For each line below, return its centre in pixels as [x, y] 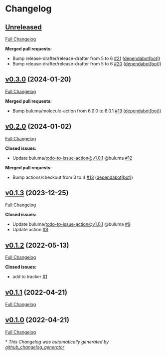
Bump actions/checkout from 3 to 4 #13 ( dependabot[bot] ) [73, 177]
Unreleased [24, 27]
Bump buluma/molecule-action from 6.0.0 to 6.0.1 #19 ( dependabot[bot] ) [87, 111]
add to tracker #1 [30, 277]
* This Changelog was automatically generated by [57, 342]
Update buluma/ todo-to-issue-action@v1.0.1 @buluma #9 [71, 224]
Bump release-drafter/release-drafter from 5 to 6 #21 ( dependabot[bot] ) [86, 58]
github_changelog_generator [35, 347]
